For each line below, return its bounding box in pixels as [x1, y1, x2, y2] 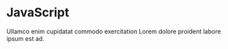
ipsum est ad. [6, 34, 45, 42]
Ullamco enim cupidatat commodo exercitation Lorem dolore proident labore [6, 27, 221, 35]
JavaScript [6, 5, 70, 20]
